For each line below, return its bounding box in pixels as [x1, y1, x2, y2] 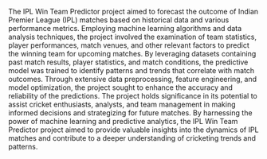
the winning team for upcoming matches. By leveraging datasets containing [8, 49, 257, 58]
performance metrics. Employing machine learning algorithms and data [8, 24, 242, 33]
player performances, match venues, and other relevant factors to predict [8, 41, 249, 50]
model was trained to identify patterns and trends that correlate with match [8, 66, 255, 75]
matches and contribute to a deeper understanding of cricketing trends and [8, 134, 257, 142]
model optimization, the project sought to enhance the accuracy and [8, 83, 234, 92]
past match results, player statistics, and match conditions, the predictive [8, 57, 249, 67]
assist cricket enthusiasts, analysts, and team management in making [8, 99, 237, 109]
